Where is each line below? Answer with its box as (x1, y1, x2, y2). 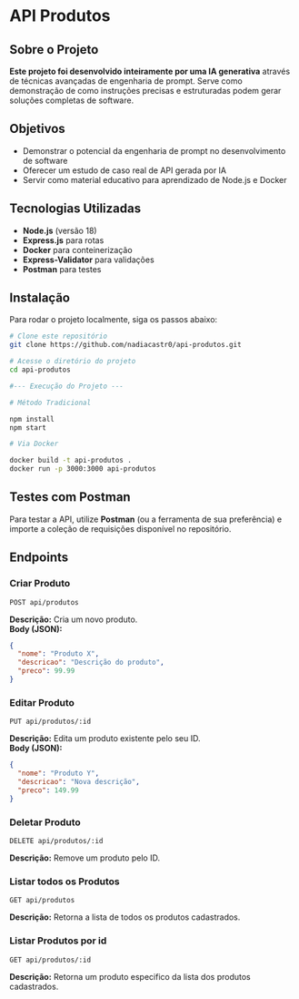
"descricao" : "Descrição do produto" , (17, 658, 165, 668)
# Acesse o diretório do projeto (9, 357, 136, 366)
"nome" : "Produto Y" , (17, 769, 100, 779)
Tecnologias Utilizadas (9, 201, 142, 217)
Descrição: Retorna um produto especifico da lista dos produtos (9, 971, 252, 982)
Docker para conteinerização (22, 244, 134, 255)
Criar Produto (9, 577, 71, 590)
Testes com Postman (9, 489, 131, 505)
